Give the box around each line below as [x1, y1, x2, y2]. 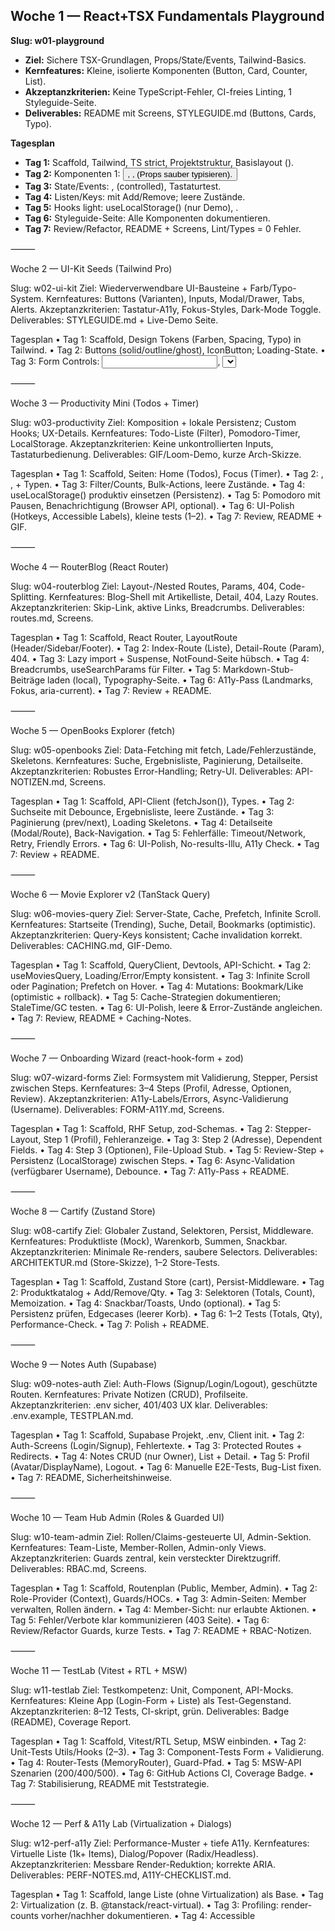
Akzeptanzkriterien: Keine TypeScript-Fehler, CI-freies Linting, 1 [24, 85, 293, 98]
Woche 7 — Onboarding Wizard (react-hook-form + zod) [10, 1052, 244, 1064]
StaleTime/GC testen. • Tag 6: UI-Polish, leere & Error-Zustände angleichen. [10, 1001, 323, 1013]
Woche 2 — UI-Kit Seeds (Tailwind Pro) [10, 262, 173, 274]
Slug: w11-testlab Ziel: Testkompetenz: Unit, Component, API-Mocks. [10, 1684, 294, 1696]
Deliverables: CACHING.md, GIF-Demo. [10, 939, 173, 951]
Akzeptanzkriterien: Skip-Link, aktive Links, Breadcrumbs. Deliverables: [10, 601, 305, 613]
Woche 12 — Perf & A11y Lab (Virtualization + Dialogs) [10, 1817, 233, 1829]
